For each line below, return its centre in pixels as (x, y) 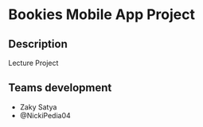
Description (38, 44)
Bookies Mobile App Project (101, 15)
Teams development (60, 88)
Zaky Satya (38, 107)
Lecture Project (33, 63)
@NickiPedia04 (45, 115)
